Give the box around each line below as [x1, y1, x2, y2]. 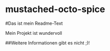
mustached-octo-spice [5, 4, 105, 15]
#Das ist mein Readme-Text [5, 20, 63, 26]
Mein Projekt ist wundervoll [5, 30, 62, 36]
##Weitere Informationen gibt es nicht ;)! [5, 39, 90, 46]
